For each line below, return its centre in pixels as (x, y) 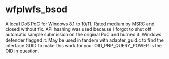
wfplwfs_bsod (36, 9)
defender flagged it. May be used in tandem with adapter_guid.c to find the (85, 40)
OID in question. (22, 51)
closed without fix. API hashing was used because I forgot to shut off (78, 29)
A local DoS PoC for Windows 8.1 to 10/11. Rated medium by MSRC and (80, 24)
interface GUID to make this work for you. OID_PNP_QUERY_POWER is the (83, 45)
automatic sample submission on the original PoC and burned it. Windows (83, 34)
